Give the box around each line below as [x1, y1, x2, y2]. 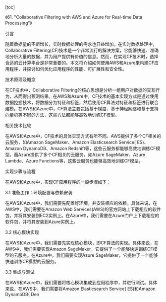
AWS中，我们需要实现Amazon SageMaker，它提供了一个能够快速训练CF [5, 246, 153, 252]
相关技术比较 [5, 123, 31, 128]
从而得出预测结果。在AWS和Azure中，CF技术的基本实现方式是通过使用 [13, 93, 159, 99]
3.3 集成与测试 [5, 269, 35, 275]
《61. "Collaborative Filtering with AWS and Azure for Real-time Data [5, 14, 143, 20]
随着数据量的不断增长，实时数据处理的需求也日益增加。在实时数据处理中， [5, 41, 157, 47]
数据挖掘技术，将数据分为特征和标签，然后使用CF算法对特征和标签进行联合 [5, 99, 159, 105]
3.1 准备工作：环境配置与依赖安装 [5, 190, 73, 195]
